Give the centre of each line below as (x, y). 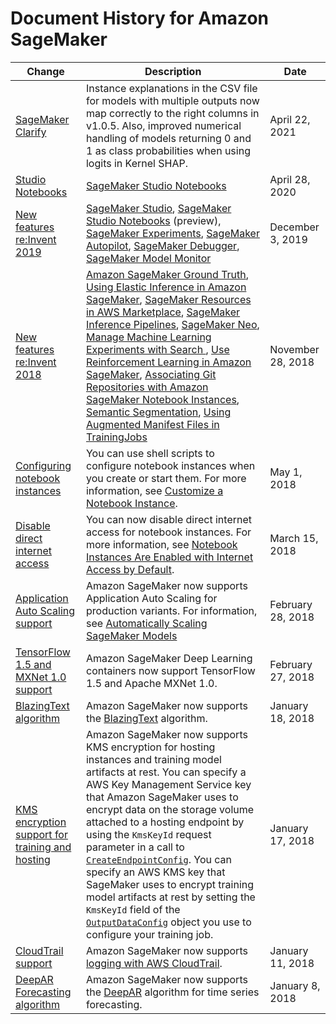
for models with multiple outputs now (172, 100)
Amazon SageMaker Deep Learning (169, 658)
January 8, (295, 985)
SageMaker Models (131, 635)
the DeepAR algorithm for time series (172, 992)
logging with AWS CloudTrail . (154, 963)
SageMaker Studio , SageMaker (158, 208)
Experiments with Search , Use (157, 349)
